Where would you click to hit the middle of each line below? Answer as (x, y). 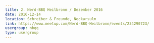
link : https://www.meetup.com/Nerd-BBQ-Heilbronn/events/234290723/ (77, 23)
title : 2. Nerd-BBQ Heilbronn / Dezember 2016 (54, 10)
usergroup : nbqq (22, 28)
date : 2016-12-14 (23, 14)
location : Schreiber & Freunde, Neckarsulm (51, 19)
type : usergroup (22, 33)
